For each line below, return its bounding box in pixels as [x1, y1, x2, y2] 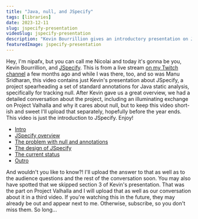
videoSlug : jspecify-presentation [6, 31, 91, 37]
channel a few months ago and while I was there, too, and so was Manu [6, 70, 180, 77]
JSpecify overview [14, 132, 60, 139]
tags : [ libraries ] [6, 14, 51, 20]
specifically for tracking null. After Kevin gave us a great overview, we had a [6, 89, 190, 96]
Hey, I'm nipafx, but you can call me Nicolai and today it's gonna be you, [6, 57, 181, 65]
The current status [14, 151, 60, 158]
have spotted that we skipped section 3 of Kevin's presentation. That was [6, 181, 184, 188]
